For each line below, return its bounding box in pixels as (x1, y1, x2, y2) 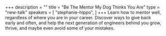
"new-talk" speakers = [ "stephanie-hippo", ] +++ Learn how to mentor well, (5, 9, 162, 15)
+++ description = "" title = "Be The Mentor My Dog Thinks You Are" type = (5, 4, 160, 10)
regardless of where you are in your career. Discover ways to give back (5, 15, 152, 20)
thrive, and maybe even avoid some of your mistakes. (5, 25, 115, 31)
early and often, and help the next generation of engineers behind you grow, (5, 20, 162, 26)
